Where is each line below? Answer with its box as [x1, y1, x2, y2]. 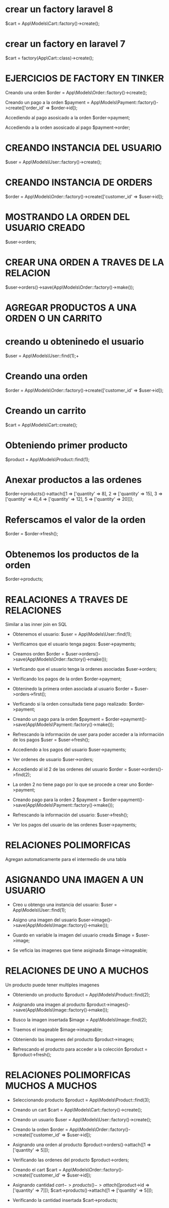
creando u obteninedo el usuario [5, 336, 144, 347]
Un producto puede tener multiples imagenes [5, 982, 99, 988]
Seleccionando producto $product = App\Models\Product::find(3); [12, 1097, 150, 1103]
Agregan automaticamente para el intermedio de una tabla [5, 856, 127, 862]
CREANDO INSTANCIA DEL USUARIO [5, 142, 162, 153]
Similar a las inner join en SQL [5, 622, 67, 628]
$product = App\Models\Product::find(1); [5, 456, 90, 462]
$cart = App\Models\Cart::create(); [5, 422, 78, 428]
